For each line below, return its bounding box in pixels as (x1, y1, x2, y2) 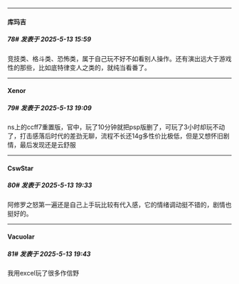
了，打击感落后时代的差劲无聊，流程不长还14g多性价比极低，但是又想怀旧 (7, 132, 224, 141)
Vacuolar (7, 232, 35, 241)
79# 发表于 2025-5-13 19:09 (7, 104, 92, 112)
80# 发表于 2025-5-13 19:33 (7, 181, 92, 190)
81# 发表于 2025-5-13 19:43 (7, 249, 91, 258)
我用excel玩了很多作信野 (7, 269, 80, 278)
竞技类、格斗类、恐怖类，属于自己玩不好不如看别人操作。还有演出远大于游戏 (7, 54, 232, 62)
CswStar (7, 164, 34, 173)
